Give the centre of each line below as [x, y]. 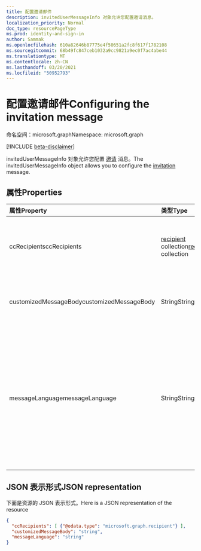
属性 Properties [34, 192]
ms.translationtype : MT [36, 56]
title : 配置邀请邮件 [29, 12]
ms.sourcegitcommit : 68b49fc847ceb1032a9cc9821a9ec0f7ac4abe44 [87, 51]
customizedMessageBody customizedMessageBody [82, 301]
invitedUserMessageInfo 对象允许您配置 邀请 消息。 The [75, 159]
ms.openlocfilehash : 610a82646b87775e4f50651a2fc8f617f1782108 [87, 45]
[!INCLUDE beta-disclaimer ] [40, 146]
